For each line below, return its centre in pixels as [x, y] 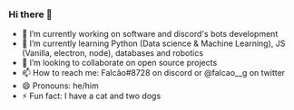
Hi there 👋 [31, 14]
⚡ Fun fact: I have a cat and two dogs [91, 96]
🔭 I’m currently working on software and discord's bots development [150, 34]
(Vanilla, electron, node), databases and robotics [113, 53]
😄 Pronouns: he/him [60, 86]
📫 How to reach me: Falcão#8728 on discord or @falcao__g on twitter [153, 73]
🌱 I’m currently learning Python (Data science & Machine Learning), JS [153, 43]
